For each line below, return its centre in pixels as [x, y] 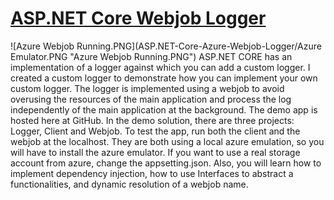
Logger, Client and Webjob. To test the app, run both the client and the [155, 131]
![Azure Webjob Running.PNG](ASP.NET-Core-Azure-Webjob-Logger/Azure [166, 46]
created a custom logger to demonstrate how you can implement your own [164, 78]
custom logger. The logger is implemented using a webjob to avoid [147, 88]
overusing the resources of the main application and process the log [151, 99]
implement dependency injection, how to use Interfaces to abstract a [152, 173]
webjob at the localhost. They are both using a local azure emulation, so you [167, 141]
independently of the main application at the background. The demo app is [164, 109]
